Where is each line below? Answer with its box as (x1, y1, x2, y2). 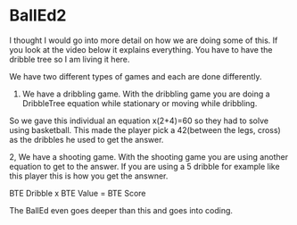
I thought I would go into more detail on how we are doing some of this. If (9, 35, 278, 46)
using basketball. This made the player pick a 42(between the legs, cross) (9, 124, 281, 135)
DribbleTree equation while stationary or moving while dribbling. (21, 97, 258, 108)
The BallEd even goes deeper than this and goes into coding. (9, 204, 234, 215)
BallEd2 (9, 5, 67, 26)
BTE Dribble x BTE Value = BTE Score (9, 187, 146, 198)
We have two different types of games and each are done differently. (9, 71, 262, 81)
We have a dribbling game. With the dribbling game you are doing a (21, 88, 270, 99)
